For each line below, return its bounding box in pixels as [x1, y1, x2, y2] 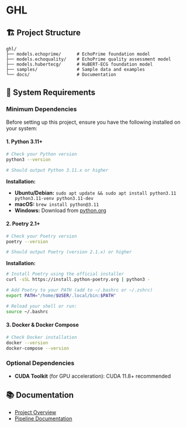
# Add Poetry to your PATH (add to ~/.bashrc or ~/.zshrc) [6, 287, 153, 293]
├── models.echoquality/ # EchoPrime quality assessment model [6, 56, 171, 62]
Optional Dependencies [6, 359, 75, 367]
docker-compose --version [6, 345, 69, 351]
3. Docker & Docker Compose [6, 321, 79, 328]
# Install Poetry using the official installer [6, 271, 125, 277]
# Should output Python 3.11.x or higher [6, 167, 109, 173]
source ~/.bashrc [6, 308, 49, 314]
